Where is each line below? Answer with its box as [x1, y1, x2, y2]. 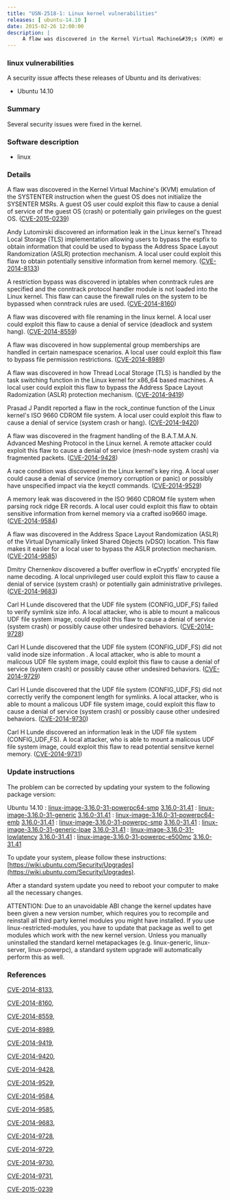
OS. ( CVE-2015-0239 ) [7, 214, 70, 223]
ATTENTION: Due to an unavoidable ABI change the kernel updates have [7, 901, 212, 910]
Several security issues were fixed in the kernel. [7, 120, 142, 128]
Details [7, 170, 31, 179]
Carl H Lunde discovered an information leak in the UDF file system [7, 728, 197, 736]
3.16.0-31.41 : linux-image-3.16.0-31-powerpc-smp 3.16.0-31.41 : [21, 818, 201, 826]
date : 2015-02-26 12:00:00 [7, 23, 84, 30]
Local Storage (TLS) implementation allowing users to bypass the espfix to [7, 235, 218, 244]
